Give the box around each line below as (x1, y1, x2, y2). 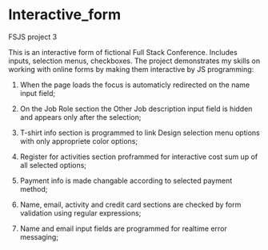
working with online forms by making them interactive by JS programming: (8, 64, 254, 73)
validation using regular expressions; (19, 208, 142, 217)
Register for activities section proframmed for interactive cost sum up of (19, 152, 258, 161)
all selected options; (19, 160, 86, 169)
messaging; (19, 232, 58, 241)
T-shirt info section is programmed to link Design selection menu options (19, 128, 260, 137)
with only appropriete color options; (19, 136, 138, 145)
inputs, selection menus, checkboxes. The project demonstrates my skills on (8, 56, 261, 65)
